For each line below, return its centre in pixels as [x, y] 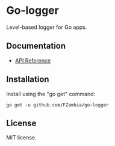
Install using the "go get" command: [51, 94]
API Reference [33, 60]
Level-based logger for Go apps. [47, 27]
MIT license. [22, 138]
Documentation [36, 46]
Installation [28, 80]
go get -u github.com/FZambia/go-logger [58, 105]
